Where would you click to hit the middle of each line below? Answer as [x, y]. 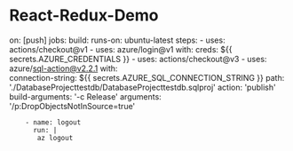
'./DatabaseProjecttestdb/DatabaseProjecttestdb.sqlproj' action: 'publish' [143, 87]
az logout [55, 138]
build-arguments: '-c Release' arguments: [85, 96]
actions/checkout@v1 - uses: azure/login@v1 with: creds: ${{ [121, 49]
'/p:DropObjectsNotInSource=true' [72, 106]
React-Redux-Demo [84, 16]
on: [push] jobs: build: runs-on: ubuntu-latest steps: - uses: [117, 40]
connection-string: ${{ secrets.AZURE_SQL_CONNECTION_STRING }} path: [147, 77]
